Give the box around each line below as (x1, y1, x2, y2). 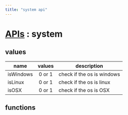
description (75, 62, 103, 69)
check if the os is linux (58, 79, 110, 86)
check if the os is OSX (58, 86, 110, 93)
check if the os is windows (58, 71, 120, 78)
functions (5, 104, 36, 112)
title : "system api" (5, 7, 48, 12)
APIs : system (5, 28, 63, 39)
